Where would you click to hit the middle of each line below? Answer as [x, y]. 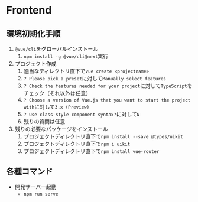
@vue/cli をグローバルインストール [56, 49]
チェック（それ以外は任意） [57, 93]
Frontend [29, 10]
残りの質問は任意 [44, 121]
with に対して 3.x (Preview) [56, 107]
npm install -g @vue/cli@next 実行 [66, 56]
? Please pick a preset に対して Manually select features [95, 78]
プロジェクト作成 [35, 63]
